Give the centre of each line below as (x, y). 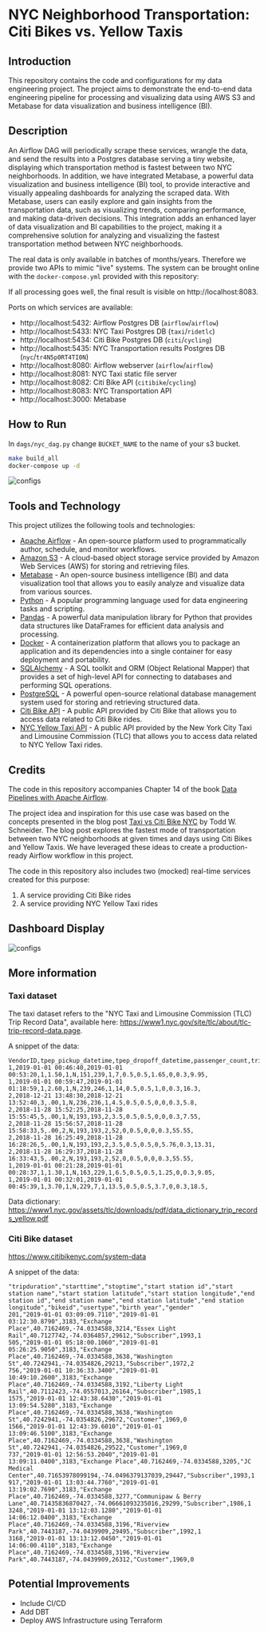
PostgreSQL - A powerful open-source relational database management (138, 694)
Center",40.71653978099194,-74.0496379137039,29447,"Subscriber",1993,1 (132, 1475)
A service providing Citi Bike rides (75, 895)
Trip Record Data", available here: (63, 1022)
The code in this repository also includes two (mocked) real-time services (130, 871)
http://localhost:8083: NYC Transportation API (96, 390)
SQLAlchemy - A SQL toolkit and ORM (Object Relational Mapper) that (134, 669)
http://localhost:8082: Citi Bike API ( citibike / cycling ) (108, 382)
